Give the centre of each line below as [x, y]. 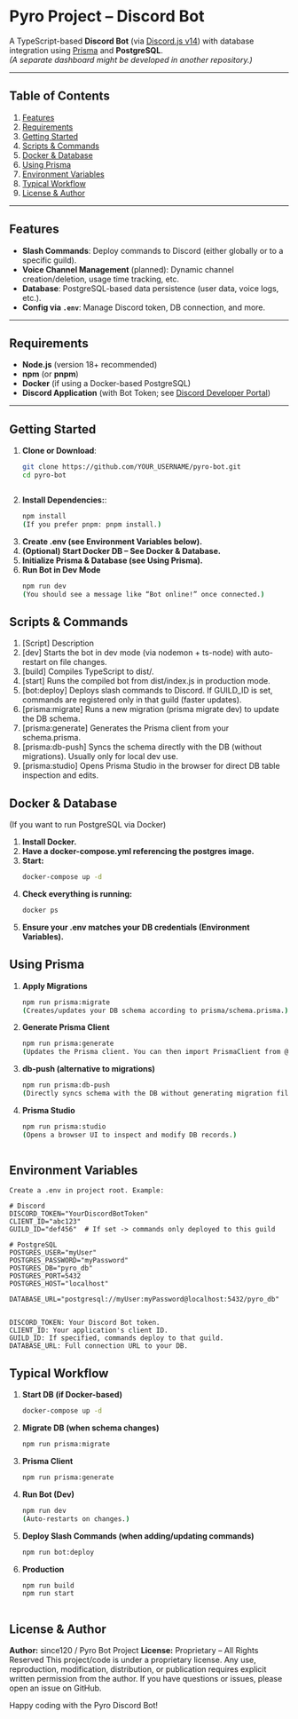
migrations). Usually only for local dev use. [100, 757]
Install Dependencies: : [64, 500]
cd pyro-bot [44, 475]
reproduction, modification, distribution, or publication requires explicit [138, 1669]
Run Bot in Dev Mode [61, 569]
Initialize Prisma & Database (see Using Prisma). [113, 560]
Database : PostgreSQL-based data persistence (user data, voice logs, [150, 288]
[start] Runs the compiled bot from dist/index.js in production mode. [146, 681]
